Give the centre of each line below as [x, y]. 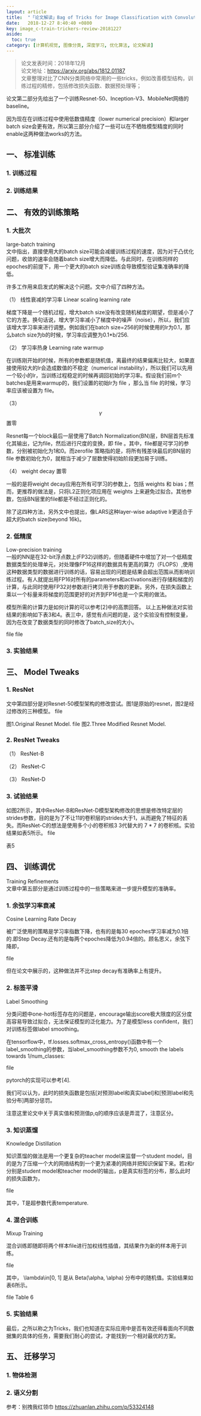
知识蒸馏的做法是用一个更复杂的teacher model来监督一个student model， [97, 1156]
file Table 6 [20, 1297]
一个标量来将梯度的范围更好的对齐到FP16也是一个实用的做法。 [93, 594]
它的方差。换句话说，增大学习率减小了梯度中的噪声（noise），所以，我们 [95, 320]
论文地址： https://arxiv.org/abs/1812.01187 [73, 70]
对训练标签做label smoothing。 [44, 1029]
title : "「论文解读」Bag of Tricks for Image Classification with [89, 17]
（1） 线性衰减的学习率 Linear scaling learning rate [68, 299]
